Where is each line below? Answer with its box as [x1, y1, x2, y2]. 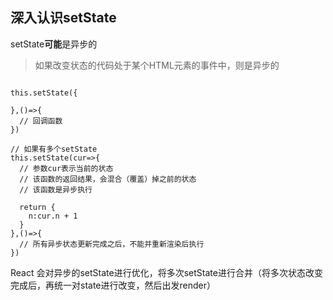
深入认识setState [10, 9, 117, 27]
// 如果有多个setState [10, 144, 98, 154]
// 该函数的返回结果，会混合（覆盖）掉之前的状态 [19, 174, 197, 184]
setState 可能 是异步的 [10, 38, 98, 50]
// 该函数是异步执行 [19, 184, 93, 195]
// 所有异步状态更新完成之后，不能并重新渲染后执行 [19, 239, 205, 249]
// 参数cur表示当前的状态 [19, 163, 114, 173]
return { [19, 202, 56, 212]
